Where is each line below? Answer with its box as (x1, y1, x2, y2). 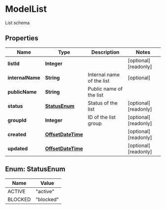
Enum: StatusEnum (5, 165, 66, 174)
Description (91, 48, 120, 55)
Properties (5, 34, 39, 42)
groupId (7, 117, 27, 124)
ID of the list (87, 113, 116, 120)
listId (7, 60, 20, 67)
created (7, 131, 26, 138)
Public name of (87, 85, 123, 92)
